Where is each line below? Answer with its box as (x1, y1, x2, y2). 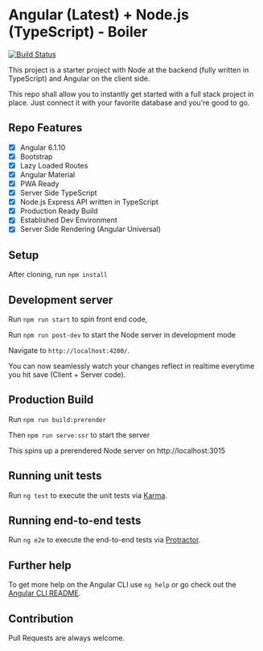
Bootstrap (19, 151, 53, 161)
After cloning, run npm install (8, 270, 108, 280)
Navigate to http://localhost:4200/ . (8, 346, 130, 355)
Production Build (8, 393, 94, 407)
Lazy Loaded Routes (19, 160, 88, 170)
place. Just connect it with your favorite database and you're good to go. (8, 97, 250, 107)
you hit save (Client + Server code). (8, 370, 126, 379)
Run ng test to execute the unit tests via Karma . (8, 490, 167, 500)
